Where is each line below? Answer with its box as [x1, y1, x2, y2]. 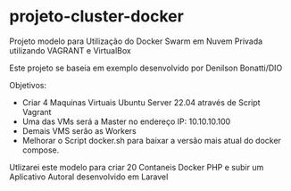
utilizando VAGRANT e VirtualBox [9, 45, 131, 55]
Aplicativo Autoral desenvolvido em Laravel [9, 171, 169, 182]
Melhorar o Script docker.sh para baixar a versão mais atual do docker [21, 135, 281, 145]
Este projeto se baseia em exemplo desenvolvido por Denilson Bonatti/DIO [9, 62, 283, 73]
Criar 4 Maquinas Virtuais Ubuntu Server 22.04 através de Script [21, 96, 261, 108]
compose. [21, 145, 60, 155]
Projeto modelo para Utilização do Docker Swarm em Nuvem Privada [9, 36, 263, 46]
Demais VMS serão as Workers [21, 125, 137, 136]
